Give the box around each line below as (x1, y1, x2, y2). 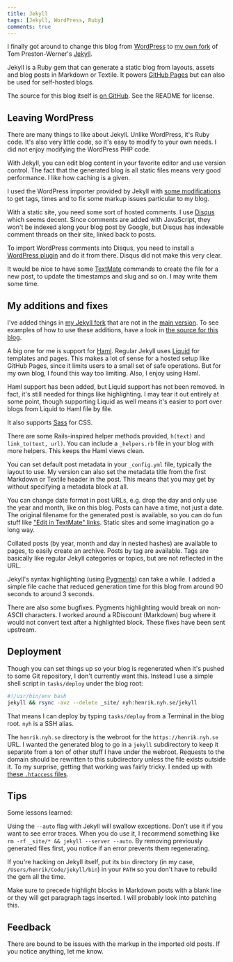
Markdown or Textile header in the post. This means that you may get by (7, 475, 216, 483)
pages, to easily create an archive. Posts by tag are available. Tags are (7, 547, 209, 555)
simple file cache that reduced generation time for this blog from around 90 (7, 582, 224, 591)
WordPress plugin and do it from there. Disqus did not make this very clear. (7, 251, 223, 260)
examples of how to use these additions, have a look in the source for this (7, 326, 218, 334)
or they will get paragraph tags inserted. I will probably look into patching (7, 894, 217, 902)
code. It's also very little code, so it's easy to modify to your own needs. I (7, 138, 217, 147)
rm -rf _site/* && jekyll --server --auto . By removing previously (7, 837, 203, 845)
